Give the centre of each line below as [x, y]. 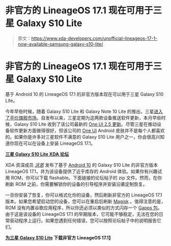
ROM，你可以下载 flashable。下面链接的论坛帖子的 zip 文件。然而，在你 [86, 178]
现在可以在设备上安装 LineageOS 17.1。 [55, 143]
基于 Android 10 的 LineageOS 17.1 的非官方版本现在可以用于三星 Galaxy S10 [84, 94]
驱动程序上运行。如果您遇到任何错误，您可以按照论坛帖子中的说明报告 [83, 220]
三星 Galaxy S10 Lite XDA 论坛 [37, 154]
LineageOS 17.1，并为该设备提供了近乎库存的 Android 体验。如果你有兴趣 [81, 171]
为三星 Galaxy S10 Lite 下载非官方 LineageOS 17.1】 [59, 237]
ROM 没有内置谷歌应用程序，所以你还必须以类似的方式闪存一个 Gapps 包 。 [84, 208]
